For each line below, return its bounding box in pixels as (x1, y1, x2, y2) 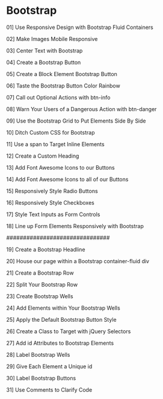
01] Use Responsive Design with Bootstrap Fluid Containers (6, 24, 153, 31)
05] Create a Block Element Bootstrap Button (6, 70, 117, 77)
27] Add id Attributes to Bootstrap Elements (6, 339, 114, 346)
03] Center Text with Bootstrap (6, 46, 83, 54)
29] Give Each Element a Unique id (6, 363, 93, 370)
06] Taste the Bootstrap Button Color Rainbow (6, 82, 120, 89)
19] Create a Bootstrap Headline (6, 246, 85, 253)
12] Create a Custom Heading (6, 152, 79, 159)
